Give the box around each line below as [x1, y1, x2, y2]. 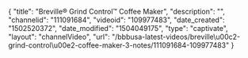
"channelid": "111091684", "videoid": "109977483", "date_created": [8, 15, 225, 25]
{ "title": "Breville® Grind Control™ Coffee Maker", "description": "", [8, 7, 226, 16]
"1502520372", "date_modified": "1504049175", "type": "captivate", [8, 24, 228, 33]
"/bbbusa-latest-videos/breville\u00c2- [111, 32, 240, 41]
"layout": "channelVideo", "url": [8, 32, 111, 41]
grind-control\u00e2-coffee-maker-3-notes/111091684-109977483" [8, 41, 230, 50]
